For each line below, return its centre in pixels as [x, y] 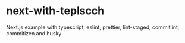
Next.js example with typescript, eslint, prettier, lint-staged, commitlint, [93, 27]
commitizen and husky [34, 33]
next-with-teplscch [55, 11]
